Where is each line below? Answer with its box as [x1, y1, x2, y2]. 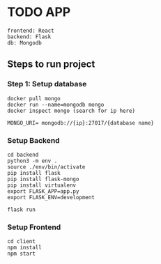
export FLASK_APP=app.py [7, 187, 79, 195]
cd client [7, 238, 36, 245]
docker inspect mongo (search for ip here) [7, 107, 136, 114]
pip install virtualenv [7, 182, 77, 189]
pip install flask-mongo [7, 176, 79, 183]
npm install [7, 244, 42, 251]
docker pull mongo [7, 95, 61, 102]
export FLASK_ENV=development [7, 194, 95, 201]
